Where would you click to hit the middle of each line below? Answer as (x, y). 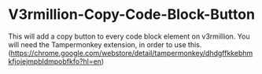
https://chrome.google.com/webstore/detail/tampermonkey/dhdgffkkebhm (132, 53)
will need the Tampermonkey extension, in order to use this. (105, 44)
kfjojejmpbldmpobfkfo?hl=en (55, 61)
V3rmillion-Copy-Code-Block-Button (132, 15)
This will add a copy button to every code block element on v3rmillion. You (129, 36)
